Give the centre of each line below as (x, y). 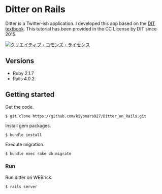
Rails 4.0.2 (24, 78)
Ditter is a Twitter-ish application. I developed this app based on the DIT (80, 23)
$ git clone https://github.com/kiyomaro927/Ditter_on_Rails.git (76, 116)
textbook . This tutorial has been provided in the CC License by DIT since (81, 28)
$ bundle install (24, 135)
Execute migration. (25, 144)
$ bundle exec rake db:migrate (38, 153)
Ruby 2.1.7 (23, 73)
